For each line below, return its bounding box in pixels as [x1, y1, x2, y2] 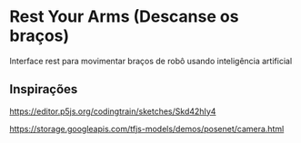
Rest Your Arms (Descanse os [9, 6, 239, 27]
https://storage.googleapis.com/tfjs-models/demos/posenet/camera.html [9, 123, 285, 134]
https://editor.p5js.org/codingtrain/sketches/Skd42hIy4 [9, 106, 216, 117]
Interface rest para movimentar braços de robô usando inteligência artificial [9, 55, 293, 66]
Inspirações [9, 81, 78, 97]
